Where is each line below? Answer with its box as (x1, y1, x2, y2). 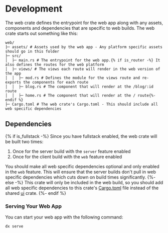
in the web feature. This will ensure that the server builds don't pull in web (5, 169, 156, 175)
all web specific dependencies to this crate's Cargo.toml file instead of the (5, 185, 159, 191)
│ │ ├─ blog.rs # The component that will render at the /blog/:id (5, 84, 154, 89)
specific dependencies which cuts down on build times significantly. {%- (5, 174, 156, 180)
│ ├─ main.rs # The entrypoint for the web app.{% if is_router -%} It (5, 57, 160, 63)
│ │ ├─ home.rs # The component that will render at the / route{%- (5, 93, 156, 98)
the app (5, 71, 22, 76)
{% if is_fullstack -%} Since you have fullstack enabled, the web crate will (5, 133, 157, 139)
